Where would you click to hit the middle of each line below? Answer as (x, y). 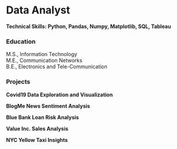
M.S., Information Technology (42, 54)
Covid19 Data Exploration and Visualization (59, 95)
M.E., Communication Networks (44, 60)
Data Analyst (38, 10)
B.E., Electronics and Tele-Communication (57, 67)
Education (21, 41)
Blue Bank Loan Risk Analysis (43, 117)
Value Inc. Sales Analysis (37, 129)
